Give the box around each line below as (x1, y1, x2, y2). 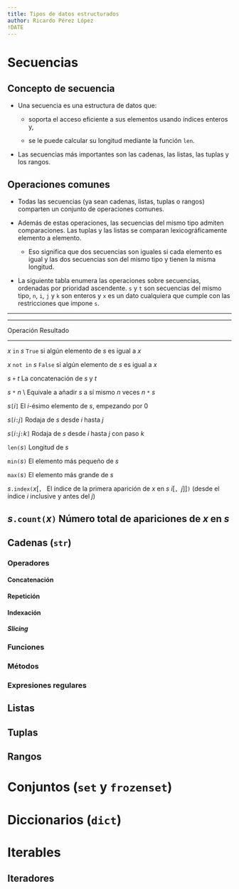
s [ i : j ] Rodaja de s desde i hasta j (7, 415, 104, 424)
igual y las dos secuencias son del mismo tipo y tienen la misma (28, 255, 216, 264)
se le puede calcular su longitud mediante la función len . (28, 137, 195, 145)
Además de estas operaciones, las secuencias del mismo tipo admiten (17, 218, 224, 228)
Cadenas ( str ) (7, 536, 72, 548)
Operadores (7, 558, 50, 568)
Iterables (7, 844, 61, 861)
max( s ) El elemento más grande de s (7, 471, 114, 479)
